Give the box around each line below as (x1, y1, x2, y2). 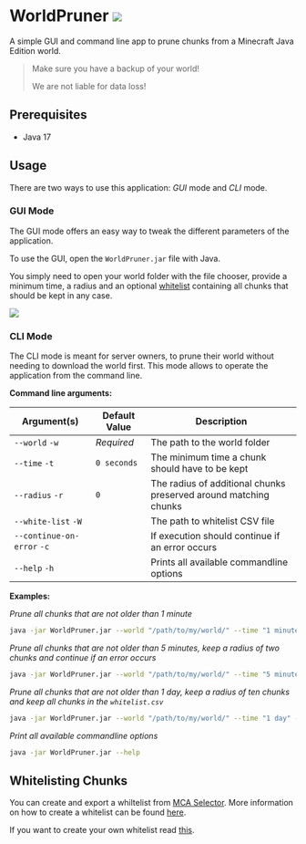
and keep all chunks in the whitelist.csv (9, 695, 164, 707)
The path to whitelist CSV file (150, 515, 275, 527)
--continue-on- (14, 531, 80, 541)
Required (95, 436, 135, 449)
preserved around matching (150, 489, 270, 502)
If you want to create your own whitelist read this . (9, 825, 195, 836)
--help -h (14, 563, 55, 574)
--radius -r (14, 490, 64, 501)
